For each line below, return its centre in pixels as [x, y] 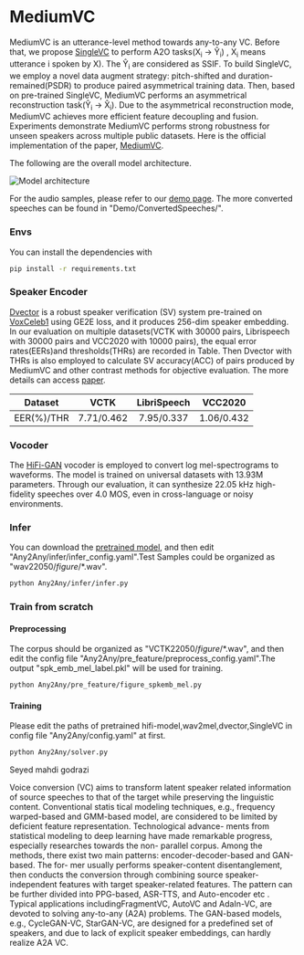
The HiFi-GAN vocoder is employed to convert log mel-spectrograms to [144, 465]
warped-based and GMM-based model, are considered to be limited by [144, 817]
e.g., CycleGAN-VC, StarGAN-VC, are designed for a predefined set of [142, 923]
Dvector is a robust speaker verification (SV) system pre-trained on [136, 311]
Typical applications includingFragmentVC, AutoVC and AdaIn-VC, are [141, 904]
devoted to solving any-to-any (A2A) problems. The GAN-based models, [146, 914]
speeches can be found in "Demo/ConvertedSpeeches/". [116, 208]
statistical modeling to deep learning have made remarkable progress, [141, 836]
